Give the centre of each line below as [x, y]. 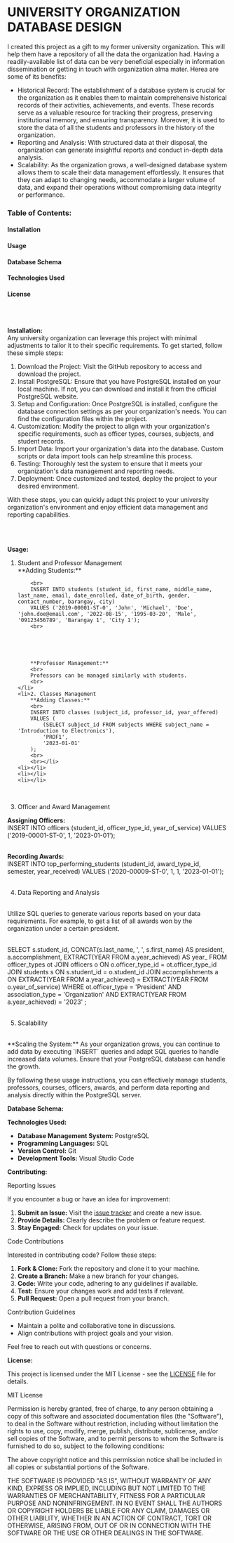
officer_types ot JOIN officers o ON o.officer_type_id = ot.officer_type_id [112, 964]
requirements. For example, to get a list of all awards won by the [100, 921]
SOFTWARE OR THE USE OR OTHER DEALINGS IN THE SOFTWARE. [105, 1533]
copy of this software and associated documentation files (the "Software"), [116, 1416]
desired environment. [48, 486]
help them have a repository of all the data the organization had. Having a [113, 54]
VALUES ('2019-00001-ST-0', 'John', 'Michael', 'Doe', [112, 608]
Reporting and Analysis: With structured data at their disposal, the [112, 142]
